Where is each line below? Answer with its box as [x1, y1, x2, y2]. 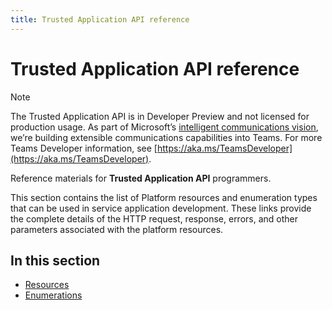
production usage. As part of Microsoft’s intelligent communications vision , [10, 121, 319, 133]
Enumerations [24, 289, 83, 301]
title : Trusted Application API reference [10, 14, 190, 25]
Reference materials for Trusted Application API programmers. [10, 172, 272, 184]
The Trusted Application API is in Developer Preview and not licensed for [10, 110, 310, 122]
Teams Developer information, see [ [10, 142, 158, 154]
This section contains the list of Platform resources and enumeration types [10, 191, 318, 203]
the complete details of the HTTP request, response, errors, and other [10, 212, 299, 225]
